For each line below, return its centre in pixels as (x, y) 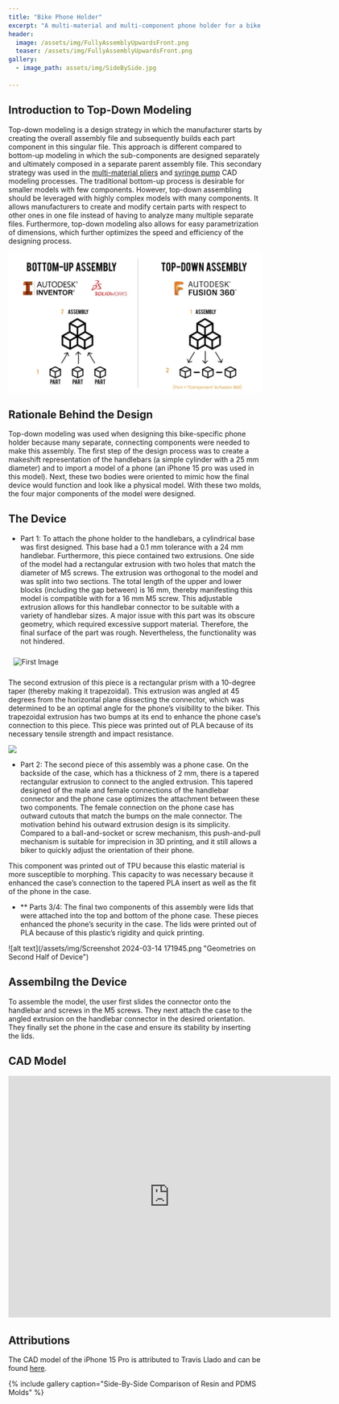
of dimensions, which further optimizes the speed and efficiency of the (126, 232)
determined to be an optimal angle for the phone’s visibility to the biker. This (134, 708)
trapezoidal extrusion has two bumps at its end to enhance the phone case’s (135, 716)
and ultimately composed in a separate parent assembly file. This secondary (135, 164)
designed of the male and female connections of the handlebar (124, 790)
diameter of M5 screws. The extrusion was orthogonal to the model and (139, 573)
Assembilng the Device (68, 982)
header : (21, 34)
